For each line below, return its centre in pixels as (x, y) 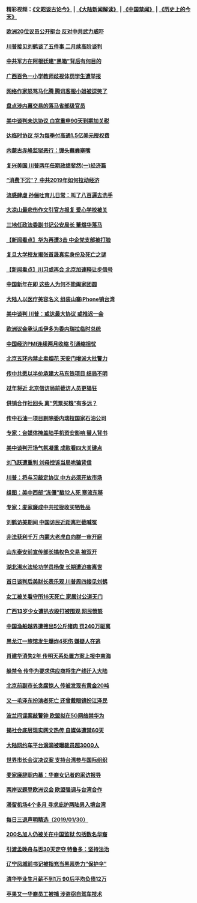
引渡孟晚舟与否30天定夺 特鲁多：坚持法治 (58, 849)
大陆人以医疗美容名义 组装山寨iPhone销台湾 (61, 299)
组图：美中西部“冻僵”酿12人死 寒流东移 (55, 492)
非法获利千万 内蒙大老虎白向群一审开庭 (54, 537)
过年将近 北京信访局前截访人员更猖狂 (52, 388)
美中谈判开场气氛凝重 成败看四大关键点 (54, 448)
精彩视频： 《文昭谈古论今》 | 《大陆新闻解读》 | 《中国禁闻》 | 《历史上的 (96, 9)
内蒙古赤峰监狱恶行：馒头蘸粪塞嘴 (48, 150)
